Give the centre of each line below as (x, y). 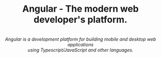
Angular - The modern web (81, 9)
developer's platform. (81, 20)
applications (81, 44)
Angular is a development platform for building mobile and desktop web (81, 39)
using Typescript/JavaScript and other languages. (81, 50)
